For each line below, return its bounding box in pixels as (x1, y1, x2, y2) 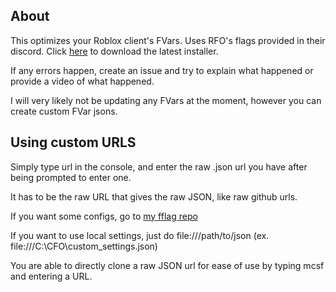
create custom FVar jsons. (10, 105, 118, 117)
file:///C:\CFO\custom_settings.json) (10, 240, 158, 252)
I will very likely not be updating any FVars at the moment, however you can (10, 94, 322, 106)
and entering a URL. (10, 270, 93, 282)
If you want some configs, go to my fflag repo (10, 210, 198, 222)
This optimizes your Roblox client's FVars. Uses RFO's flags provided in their (10, 34, 326, 46)
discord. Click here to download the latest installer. (10, 45, 219, 57)
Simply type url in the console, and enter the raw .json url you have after (10, 160, 308, 173)
